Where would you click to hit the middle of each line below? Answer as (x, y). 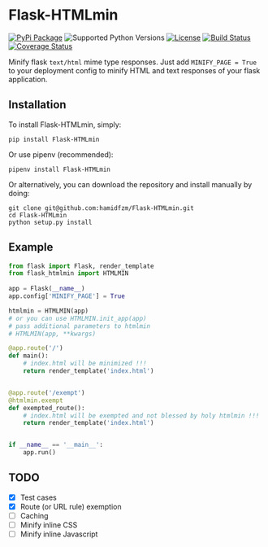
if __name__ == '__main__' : (56, 445)
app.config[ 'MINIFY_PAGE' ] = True (67, 296)
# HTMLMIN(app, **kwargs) (52, 334)
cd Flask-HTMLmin (38, 215)
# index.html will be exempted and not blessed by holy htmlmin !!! (141, 416)
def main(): (28, 356)
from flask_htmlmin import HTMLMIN (69, 273)
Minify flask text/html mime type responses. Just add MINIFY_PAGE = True (133, 62)
